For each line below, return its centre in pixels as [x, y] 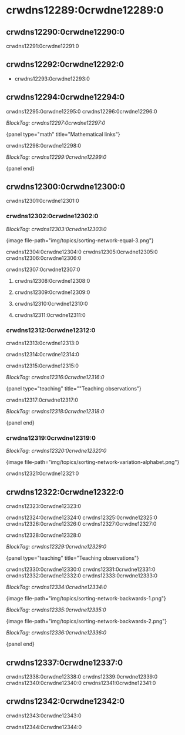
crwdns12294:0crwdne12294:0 [65, 97]
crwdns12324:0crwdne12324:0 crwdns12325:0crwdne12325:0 [82, 517]
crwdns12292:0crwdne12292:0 [65, 64]
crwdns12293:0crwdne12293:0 [52, 78]
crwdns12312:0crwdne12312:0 [51, 330]
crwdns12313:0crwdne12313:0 [43, 343]
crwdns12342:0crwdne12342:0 [65, 701]
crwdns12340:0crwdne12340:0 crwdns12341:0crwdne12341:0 [81, 683]
